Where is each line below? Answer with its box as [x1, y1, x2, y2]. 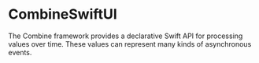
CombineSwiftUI [8, 5, 118, 23]
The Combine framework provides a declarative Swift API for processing [8, 31, 243, 40]
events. [8, 47, 32, 57]
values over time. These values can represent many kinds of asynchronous [8, 39, 252, 48]
